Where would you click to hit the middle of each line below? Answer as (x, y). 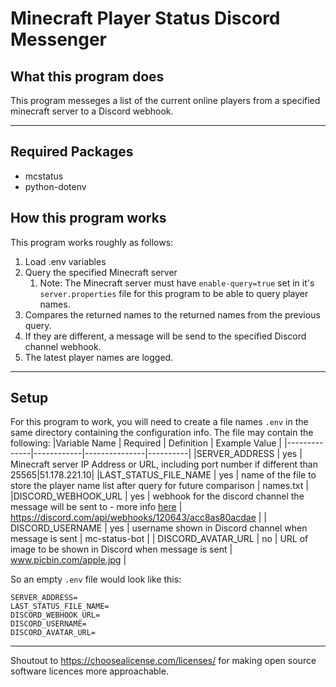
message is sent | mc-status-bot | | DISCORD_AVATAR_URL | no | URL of (159, 539)
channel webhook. (63, 346)
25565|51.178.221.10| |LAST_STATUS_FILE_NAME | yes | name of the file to (163, 475)
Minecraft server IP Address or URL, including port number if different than (164, 464)
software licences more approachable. (89, 671)
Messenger (59, 39)
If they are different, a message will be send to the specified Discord (165, 336)
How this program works (88, 218)
